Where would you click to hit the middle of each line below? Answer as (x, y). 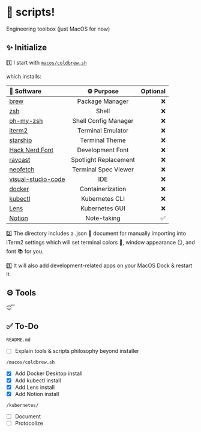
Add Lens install (35, 387)
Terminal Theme (103, 140)
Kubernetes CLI (103, 198)
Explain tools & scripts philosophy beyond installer (77, 351)
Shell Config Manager (103, 120)
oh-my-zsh (26, 120)
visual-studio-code (37, 179)
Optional (153, 91)
